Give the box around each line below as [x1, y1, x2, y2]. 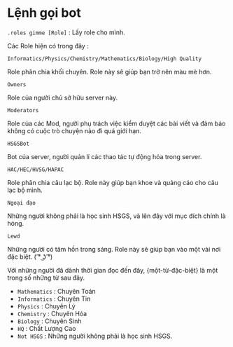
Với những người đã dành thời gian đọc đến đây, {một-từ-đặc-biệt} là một [7, 266, 218, 274]
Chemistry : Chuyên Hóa [17, 309, 87, 318]
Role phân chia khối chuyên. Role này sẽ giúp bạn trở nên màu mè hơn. [7, 67, 212, 76]
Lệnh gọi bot [7, 5, 82, 21]
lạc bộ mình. [7, 186, 43, 194]
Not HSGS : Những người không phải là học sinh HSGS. [17, 332, 173, 340]
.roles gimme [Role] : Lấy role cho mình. [7, 28, 126, 36]
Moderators [7, 107, 39, 114]
